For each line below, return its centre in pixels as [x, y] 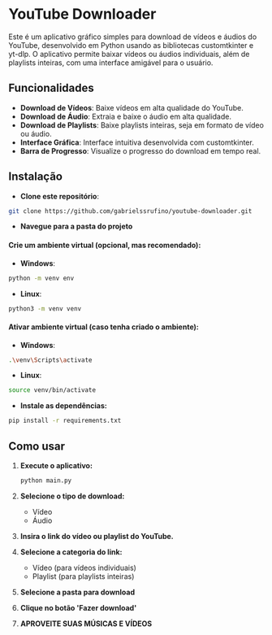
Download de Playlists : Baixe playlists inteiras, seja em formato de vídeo [142, 125]
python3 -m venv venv [45, 309]
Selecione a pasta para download [78, 592]
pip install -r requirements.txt [65, 421]
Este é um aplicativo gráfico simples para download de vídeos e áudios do [133, 37]
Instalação [36, 177]
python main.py [46, 481]
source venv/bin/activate [52, 390]
